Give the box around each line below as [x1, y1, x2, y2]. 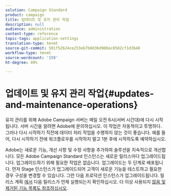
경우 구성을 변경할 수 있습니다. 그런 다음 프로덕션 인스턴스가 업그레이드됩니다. [5, 172, 159, 179]
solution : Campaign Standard [5, 7, 67, 13]
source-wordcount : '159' [5, 55, 58, 60]
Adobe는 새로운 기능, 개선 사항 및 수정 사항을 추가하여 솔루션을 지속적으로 [5, 147, 153, 153]
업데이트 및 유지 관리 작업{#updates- [5, 88, 154, 100]
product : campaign [5, 12, 44, 17]
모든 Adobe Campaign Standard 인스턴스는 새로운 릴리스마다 [16, 153, 140, 159]
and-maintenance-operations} [5, 99, 138, 111]
